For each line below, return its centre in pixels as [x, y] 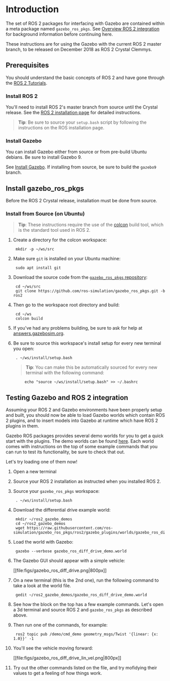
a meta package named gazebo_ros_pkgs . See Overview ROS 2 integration [83, 28]
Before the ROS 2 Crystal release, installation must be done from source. [81, 201]
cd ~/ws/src [28, 287]
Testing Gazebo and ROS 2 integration [67, 397]
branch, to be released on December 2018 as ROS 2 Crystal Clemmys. [79, 49]
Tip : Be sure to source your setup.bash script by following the [82, 122]
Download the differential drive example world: [62, 510]
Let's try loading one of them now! [41, 462]
